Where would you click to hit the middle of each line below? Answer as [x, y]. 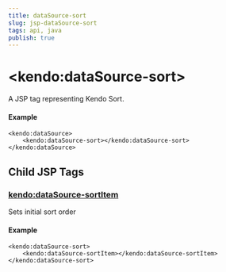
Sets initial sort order [42, 212]
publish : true [32, 38]
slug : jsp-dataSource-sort [53, 23]
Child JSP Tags [46, 172]
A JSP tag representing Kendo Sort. [66, 99]
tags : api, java [35, 30]
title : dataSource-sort [48, 15]
